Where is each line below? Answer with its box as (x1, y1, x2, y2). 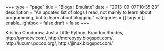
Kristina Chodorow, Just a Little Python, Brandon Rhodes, (5, 30, 124, 35)
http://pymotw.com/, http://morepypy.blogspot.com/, (5, 35, 114, 41)
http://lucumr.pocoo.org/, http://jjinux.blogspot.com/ (5, 40, 113, 46)
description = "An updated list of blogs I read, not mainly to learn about (5, 9, 152, 15)
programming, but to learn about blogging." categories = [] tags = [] (5, 15, 145, 20)
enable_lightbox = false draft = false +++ (5, 20, 90, 26)
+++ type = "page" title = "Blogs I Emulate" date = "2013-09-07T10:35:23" (5, 4, 159, 10)
